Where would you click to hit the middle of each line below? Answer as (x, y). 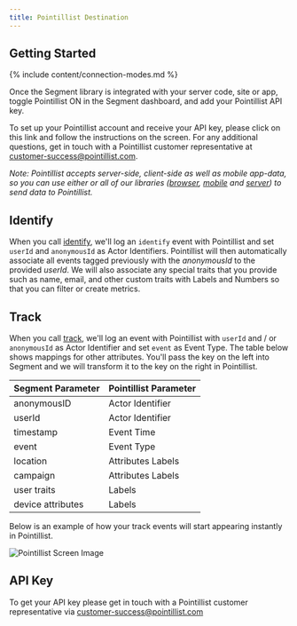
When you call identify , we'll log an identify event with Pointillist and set (142, 242)
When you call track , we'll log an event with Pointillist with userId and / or (143, 338)
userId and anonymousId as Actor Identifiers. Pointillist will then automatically (148, 251)
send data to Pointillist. (51, 193)
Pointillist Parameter (152, 389)
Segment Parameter (57, 389)
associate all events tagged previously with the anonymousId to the (132, 261)
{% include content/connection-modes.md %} (94, 75)
